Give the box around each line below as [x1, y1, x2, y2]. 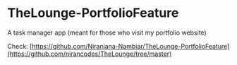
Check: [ [7, 42, 32, 50]
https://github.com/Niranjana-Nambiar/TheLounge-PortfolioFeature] [31, 42, 230, 50]
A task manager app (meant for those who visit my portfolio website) [7, 28, 207, 37]
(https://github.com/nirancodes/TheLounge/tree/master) [7, 49, 172, 58]
